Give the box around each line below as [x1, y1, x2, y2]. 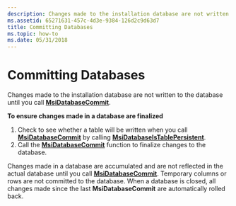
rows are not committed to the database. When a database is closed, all [7, 177, 216, 185]
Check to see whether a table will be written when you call [17, 125, 188, 135]
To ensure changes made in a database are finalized [7, 112, 164, 120]
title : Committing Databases [7, 23, 93, 30]
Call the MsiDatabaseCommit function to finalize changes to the [17, 141, 206, 149]
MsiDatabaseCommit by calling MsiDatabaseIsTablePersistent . [17, 133, 206, 142]
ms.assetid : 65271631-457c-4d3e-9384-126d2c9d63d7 [7, 17, 160, 24]
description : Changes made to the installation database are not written [7, 10, 230, 18]
